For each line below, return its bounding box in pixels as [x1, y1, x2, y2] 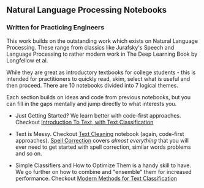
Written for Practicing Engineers [6, 23, 105, 32]
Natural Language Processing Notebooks [6, 5, 167, 15]
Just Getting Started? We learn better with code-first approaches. [15, 111, 181, 119]
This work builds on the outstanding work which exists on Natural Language [6, 37, 198, 45]
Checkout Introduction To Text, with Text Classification [15, 118, 154, 126]
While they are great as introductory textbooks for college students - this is [6, 69, 196, 76]
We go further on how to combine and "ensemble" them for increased [15, 168, 192, 175]
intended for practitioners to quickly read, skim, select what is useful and [6, 75, 191, 82]
